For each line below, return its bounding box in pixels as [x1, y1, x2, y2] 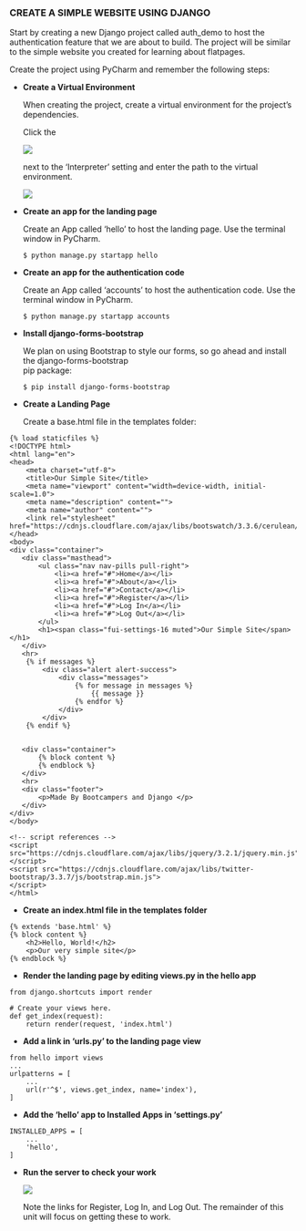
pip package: [22, 365, 73, 376]
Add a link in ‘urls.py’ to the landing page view [22, 1036, 202, 1047]
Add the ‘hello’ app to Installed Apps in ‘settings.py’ [22, 1110, 223, 1121]
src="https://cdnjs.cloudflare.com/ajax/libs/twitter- [42, 864, 255, 874]
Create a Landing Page [22, 398, 111, 409]
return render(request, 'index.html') [25, 1019, 173, 1029]
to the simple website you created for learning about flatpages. [9, 47, 246, 57]
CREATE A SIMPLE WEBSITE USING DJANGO [9, 6, 211, 19]
